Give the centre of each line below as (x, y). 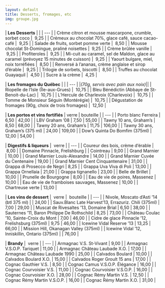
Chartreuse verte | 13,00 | (31, 188)
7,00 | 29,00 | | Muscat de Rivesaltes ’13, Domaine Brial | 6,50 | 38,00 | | (78, 207)
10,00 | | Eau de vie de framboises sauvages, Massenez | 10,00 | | (72, 182)
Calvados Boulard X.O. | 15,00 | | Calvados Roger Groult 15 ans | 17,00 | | (78, 259)
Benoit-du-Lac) (20, 95)
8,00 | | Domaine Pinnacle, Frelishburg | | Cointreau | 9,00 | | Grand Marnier (82, 151)
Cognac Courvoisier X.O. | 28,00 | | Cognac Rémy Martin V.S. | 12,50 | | (77, 275)
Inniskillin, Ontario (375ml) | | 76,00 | (42, 234)
